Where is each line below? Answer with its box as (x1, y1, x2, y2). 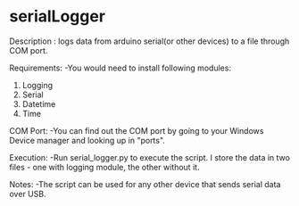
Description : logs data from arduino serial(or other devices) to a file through (9, 36, 290, 46)
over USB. (9, 188, 46, 199)
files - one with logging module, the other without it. (9, 161, 200, 172)
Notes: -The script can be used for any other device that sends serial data (9, 178, 281, 189)
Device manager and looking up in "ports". (9, 135, 165, 145)
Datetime (21, 98, 56, 109)
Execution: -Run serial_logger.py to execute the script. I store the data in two (9, 152, 290, 162)
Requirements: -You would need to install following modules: (9, 62, 232, 73)
